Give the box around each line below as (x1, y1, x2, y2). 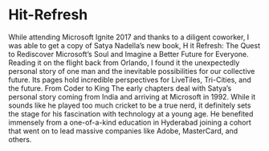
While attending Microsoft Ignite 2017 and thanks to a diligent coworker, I (8, 32, 250, 42)
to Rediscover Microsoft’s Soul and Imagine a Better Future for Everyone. (8, 49, 249, 59)
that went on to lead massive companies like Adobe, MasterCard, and (8, 126, 238, 136)
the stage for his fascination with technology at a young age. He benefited (8, 108, 254, 118)
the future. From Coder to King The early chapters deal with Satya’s (8, 83, 232, 93)
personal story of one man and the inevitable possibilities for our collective (8, 66, 255, 75)
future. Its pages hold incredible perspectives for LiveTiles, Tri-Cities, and (8, 75, 251, 84)
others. (8, 134, 32, 144)
